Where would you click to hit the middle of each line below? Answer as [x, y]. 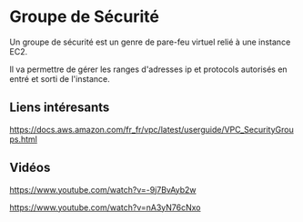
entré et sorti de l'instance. [60, 78]
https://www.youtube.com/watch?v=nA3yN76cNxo [105, 207]
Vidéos [30, 168]
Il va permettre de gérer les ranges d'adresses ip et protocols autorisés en [149, 69]
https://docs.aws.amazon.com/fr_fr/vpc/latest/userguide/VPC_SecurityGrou [151, 129]
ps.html [24, 139]
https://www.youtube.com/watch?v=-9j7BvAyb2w [103, 189]
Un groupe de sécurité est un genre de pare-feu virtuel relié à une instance [150, 42]
